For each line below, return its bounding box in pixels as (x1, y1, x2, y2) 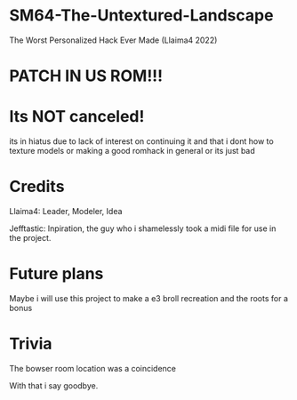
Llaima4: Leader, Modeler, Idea (9, 206, 123, 216)
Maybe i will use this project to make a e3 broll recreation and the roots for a (9, 292, 289, 303)
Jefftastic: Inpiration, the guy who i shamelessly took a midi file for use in (9, 223, 277, 234)
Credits (9, 177, 65, 196)
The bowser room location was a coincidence (9, 363, 176, 373)
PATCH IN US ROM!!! (9, 66, 164, 86)
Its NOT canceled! (9, 107, 145, 127)
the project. (9, 233, 52, 243)
